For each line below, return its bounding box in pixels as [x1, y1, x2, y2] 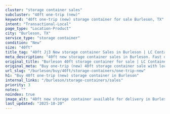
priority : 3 [5, 82, 30, 87]
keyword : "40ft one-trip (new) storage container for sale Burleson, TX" [5, 17, 164, 22]
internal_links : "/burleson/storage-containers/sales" [5, 78, 123, 83]
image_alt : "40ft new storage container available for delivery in [5, 96, 151, 101]
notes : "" [5, 87, 26, 92]
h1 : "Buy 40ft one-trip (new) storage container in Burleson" [5, 73, 139, 78]
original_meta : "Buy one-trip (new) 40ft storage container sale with [5, 64, 157, 69]
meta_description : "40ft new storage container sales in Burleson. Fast [5, 54, 162, 60]
